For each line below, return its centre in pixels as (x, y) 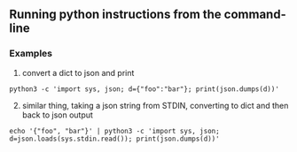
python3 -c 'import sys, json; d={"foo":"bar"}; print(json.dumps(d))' (144, 89)
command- (255, 15)
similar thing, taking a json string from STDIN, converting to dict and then (155, 105)
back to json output (57, 115)
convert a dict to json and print (78, 72)
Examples (31, 54)
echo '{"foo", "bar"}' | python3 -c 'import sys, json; (114, 131)
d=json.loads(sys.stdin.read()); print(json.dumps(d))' (114, 139)
